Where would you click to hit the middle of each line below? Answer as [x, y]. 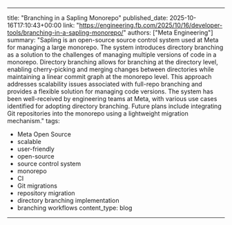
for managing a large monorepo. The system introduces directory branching [115, 47]
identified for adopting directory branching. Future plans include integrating [115, 106]
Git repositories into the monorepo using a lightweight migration [98, 114]
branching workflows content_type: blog [75, 208]
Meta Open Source [44, 134]
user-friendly [36, 149]
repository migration [46, 193]
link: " [71, 25]
